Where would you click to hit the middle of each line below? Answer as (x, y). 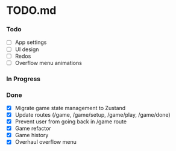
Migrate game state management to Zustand (70, 108)
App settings (31, 42)
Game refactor (33, 128)
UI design (27, 49)
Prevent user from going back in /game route (71, 122)
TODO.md (31, 11)
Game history (32, 135)
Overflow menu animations (49, 63)
